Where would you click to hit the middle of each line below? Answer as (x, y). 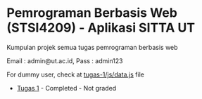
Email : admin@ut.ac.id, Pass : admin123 (65, 60)
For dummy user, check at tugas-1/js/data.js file (76, 74)
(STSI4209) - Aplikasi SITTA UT (101, 28)
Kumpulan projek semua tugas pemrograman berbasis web (92, 47)
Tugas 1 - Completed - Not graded (67, 88)
